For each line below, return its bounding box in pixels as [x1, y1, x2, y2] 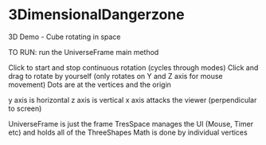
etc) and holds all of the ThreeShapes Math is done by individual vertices [8, 127, 248, 137]
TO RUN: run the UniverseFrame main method [8, 47, 159, 57]
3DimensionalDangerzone [8, 6, 185, 24]
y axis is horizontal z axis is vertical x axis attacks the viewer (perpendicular [8, 95, 257, 104]
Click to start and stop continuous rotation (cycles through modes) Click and [8, 62, 259, 72]
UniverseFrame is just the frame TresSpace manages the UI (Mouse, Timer [8, 119, 253, 128]
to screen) [8, 104, 42, 113]
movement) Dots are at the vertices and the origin [8, 80, 171, 89]
